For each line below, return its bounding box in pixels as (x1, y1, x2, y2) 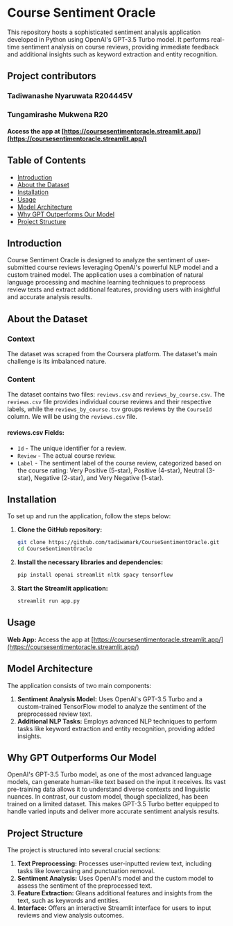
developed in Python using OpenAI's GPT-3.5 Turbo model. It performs (7, 35, 210, 43)
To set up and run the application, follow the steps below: (7, 512, 171, 520)
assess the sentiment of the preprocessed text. (17, 881, 153, 890)
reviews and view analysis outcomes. (17, 911, 124, 920)
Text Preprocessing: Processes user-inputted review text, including (17, 859, 212, 868)
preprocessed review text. (17, 710, 92, 718)
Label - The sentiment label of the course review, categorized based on (17, 458, 222, 467)
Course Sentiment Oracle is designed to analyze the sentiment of (7, 256, 193, 264)
